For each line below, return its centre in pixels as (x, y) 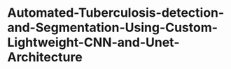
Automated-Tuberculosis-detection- (116, 13)
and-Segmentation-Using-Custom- (113, 28)
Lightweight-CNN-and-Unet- (93, 43)
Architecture (45, 58)
